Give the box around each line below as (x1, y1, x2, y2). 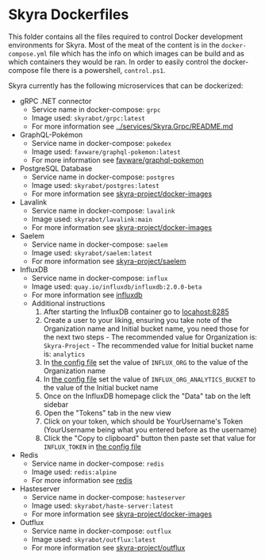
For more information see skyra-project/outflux (31, 543, 186, 552)
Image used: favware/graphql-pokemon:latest (31, 147, 181, 156)
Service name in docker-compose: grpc (31, 105, 161, 114)
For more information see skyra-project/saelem (31, 256, 186, 266)
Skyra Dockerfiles (8, 6, 129, 24)
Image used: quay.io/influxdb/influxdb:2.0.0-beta (31, 282, 202, 291)
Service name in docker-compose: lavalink (31, 205, 175, 215)
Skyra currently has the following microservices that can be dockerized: (8, 81, 244, 90)
